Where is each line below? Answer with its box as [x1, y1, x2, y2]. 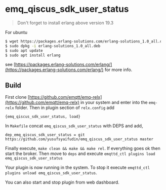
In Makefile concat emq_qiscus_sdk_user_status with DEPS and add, [5, 123, 143, 129]
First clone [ [5, 94, 30, 100]
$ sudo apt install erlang [5, 53, 61, 58]
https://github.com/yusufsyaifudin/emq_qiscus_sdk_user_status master [5, 137, 154, 142]
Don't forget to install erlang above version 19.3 [17, 20, 114, 26]
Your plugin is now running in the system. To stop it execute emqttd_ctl [5, 164, 150, 171]
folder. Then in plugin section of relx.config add [15, 105, 115, 111]
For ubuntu [5, 29, 28, 35]
